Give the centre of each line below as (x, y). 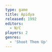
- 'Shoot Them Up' (29, 42)
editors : (14, 24)
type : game (16, 10)
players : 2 (16, 33)
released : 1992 (21, 19)
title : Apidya (20, 14)
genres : (13, 38)
